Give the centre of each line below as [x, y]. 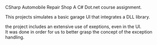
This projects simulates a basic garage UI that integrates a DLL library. [78, 17]
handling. [15, 37]
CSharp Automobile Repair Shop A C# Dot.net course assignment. [73, 7]
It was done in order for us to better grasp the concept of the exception [79, 32]
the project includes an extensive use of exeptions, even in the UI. [73, 26]
